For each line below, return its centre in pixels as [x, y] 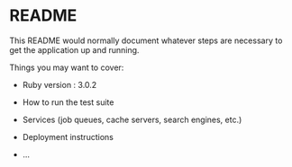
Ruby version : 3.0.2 [59, 84]
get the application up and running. [74, 49]
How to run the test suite [68, 102]
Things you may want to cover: [67, 67]
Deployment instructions [68, 136]
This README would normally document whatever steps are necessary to [146, 40]
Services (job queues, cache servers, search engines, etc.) [132, 119]
